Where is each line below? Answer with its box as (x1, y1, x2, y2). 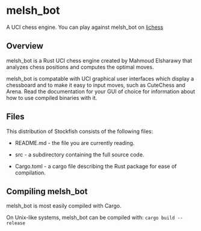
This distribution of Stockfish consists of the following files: (6, 128, 153, 135)
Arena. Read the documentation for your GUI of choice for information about (6, 88, 196, 95)
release (6, 220, 26, 226)
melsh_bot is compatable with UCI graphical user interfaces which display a (6, 75, 194, 82)
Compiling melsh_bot (6, 186, 88, 196)
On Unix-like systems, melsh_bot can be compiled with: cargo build (6, 214, 175, 221)
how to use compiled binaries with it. (6, 94, 97, 101)
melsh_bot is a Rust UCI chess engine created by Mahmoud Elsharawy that (6, 57, 193, 64)
